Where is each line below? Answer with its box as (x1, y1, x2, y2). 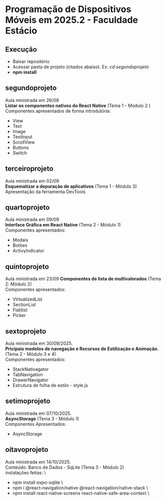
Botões (12, 242, 28, 248)
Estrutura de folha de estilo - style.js (12, 382, 88, 388)
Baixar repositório (12, 59, 49, 64)
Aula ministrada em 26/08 (5, 97, 60, 103)
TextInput (12, 134, 33, 140)
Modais (12, 237, 29, 243)
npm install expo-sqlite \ (12, 479, 63, 485)
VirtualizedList (12, 296, 43, 302)
